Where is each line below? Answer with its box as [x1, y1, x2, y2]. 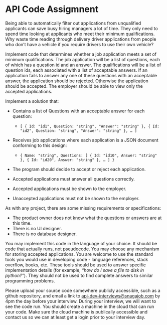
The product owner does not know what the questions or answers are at [12, 215, 162, 221]
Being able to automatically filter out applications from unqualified [5, 20, 141, 26]
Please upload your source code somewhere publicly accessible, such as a [5, 287, 160, 293]
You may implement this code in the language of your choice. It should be [5, 240, 157, 246]
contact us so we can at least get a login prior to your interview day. [5, 314, 145, 320]
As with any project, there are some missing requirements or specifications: [5, 205, 161, 211]
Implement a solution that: [5, 98, 59, 104]
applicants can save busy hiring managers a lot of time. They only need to [5, 25, 158, 31]
